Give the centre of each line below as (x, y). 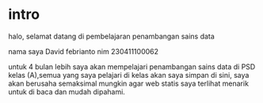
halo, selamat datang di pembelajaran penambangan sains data (112, 36)
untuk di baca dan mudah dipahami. (67, 91)
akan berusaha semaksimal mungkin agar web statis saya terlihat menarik (129, 83)
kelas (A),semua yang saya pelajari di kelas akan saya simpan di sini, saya (129, 75)
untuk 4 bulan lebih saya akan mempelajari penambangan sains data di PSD (132, 66)
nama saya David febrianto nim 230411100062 (84, 51)
